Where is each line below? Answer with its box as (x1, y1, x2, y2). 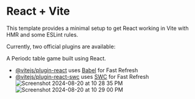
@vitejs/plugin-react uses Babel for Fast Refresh (15, 66, 139, 74)
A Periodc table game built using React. (6, 54, 106, 62)
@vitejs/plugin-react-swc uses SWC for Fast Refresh (15, 73, 149, 80)
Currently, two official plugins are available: (6, 43, 116, 50)
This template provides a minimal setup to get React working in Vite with (6, 24, 189, 32)
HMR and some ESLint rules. (6, 31, 78, 38)
